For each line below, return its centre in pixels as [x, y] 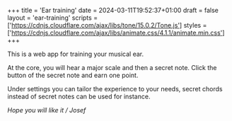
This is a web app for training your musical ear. [76, 54]
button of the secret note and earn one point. [73, 75]
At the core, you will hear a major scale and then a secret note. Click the [112, 68]
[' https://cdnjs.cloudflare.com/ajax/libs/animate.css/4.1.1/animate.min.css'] [116, 33]
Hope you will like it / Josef [47, 110]
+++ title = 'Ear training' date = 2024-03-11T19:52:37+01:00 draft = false [113, 10]
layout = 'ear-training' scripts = [52, 18]
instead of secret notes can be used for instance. [79, 96]
